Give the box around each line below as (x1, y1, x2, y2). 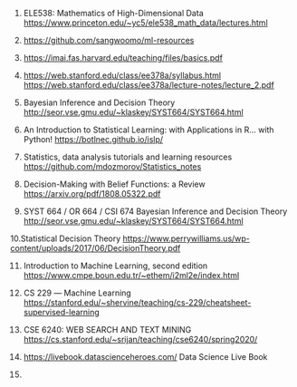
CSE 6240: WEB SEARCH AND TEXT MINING (23, 324, 192, 334)
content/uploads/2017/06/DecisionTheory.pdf (10, 243, 181, 253)
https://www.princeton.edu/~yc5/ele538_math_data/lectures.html (23, 17, 268, 28)
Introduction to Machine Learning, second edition (23, 260, 208, 271)
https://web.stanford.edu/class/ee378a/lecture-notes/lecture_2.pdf (23, 80, 274, 90)
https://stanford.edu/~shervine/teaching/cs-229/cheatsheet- (23, 297, 252, 307)
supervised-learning (23, 307, 101, 317)
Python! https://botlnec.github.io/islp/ (23, 134, 164, 144)
